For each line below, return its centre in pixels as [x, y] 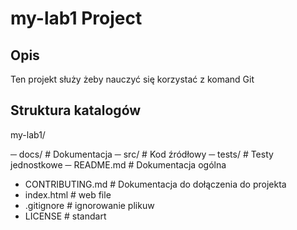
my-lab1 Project [76, 18]
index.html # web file [68, 194]
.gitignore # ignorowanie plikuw [89, 205]
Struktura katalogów [76, 110]
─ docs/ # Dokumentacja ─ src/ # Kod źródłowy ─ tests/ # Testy [142, 154]
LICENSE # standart [65, 216]
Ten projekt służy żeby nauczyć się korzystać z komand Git [132, 79]
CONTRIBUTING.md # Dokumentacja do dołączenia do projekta [155, 184]
